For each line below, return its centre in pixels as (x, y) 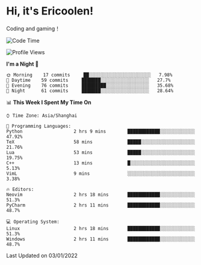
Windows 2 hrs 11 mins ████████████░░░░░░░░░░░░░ (101, 239)
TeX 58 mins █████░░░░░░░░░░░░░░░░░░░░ (101, 142)
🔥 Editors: (20, 189)
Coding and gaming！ (33, 28)
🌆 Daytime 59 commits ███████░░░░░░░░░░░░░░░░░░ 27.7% (88, 80)
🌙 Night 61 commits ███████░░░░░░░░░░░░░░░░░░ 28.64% (90, 91)
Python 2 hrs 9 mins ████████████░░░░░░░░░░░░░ (101, 131)
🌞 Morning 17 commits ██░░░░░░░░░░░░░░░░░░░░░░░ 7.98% (89, 75)
